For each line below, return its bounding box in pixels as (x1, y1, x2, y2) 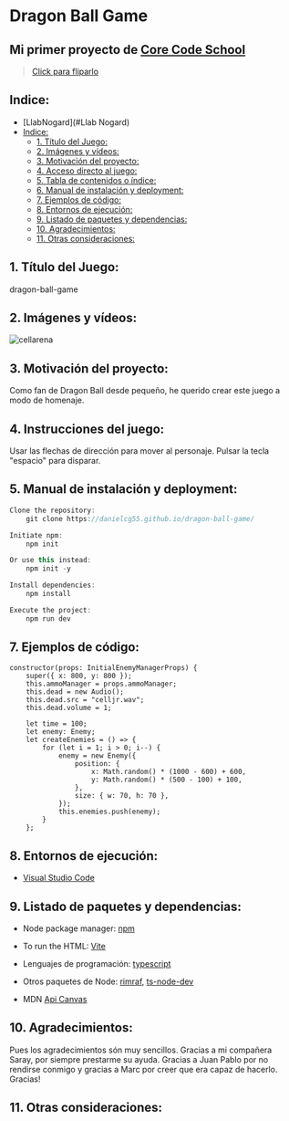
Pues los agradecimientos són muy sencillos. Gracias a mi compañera (9, 1044, 273, 1055)
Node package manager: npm (22, 923, 135, 934)
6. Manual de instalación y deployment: (36, 184, 184, 195)
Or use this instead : (9, 556, 92, 565)
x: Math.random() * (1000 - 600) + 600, (90, 768, 247, 777)
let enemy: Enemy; (26, 728, 96, 737)
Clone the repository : (9, 506, 96, 515)
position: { (74, 760, 120, 769)
